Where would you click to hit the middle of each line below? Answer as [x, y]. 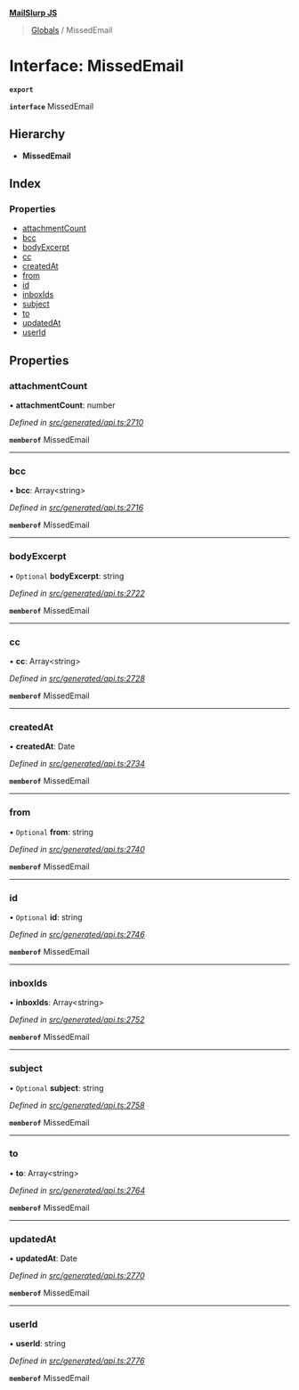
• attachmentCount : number [62, 405]
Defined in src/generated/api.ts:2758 [77, 1105]
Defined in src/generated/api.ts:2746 [77, 934]
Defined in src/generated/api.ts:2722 [77, 593]
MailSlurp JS [33, 13]
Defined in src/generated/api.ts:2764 [77, 1190]
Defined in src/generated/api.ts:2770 [77, 1276]
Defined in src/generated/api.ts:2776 [77, 1361]
